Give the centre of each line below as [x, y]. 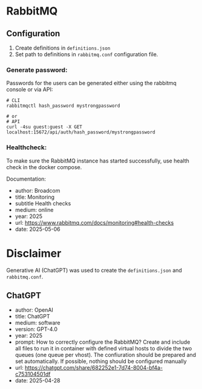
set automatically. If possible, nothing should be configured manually [101, 361]
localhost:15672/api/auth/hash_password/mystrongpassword [81, 132]
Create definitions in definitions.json [63, 48]
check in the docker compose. [44, 167]
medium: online [34, 210]
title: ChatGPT [32, 317]
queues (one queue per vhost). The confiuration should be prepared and [106, 355]
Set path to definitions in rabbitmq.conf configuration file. [86, 54]
